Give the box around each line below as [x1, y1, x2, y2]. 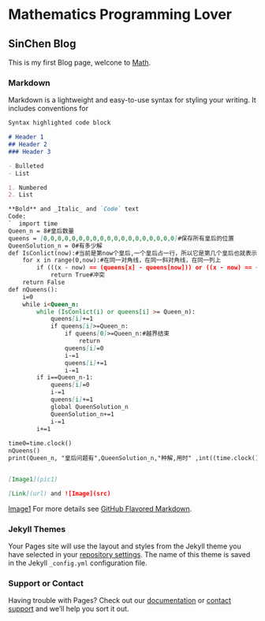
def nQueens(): [8, 285, 58, 293]
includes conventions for [8, 104, 89, 113]
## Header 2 [8, 140, 47, 149]
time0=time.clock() [8, 440, 73, 448]
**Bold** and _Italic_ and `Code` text [8, 205, 140, 214]
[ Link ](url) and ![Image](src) [8, 489, 111, 497]
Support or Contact [8, 578, 84, 589]
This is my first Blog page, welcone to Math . [8, 58, 151, 67]
